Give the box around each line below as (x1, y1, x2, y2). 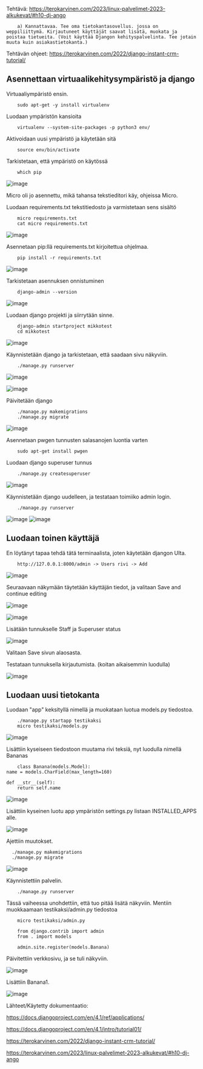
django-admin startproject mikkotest (17, 323, 113, 329)
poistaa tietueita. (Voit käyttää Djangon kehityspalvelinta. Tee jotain (6, 34, 197, 40)
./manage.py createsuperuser (17, 471, 91, 477)
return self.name (17, 785, 61, 791)
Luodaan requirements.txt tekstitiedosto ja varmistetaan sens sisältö (6, 203, 177, 210)
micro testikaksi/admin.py (17, 918, 85, 924)
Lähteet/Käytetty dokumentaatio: (6, 1002, 88, 1009)
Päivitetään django (6, 396, 53, 404)
